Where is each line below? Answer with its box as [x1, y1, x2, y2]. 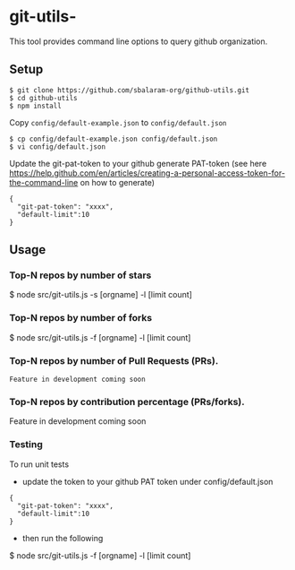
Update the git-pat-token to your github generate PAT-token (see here [9, 158, 267, 168]
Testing [9, 438, 43, 451]
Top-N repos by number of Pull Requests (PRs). [9, 354, 219, 367]
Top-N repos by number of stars [9, 269, 152, 281]
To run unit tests [9, 459, 70, 470]
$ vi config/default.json [9, 142, 105, 151]
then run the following [21, 532, 104, 543]
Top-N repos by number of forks [9, 312, 153, 324]
